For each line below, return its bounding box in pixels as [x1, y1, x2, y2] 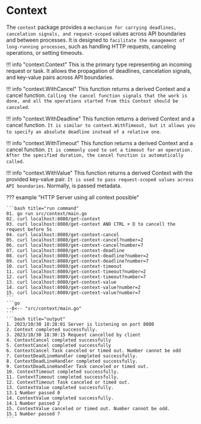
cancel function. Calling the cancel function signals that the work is [6, 92, 188, 99]
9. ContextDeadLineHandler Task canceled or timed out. [6, 363, 149, 369]
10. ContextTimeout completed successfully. [6, 369, 119, 375]
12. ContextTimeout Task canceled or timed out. [6, 379, 130, 385]
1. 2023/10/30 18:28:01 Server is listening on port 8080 [6, 321, 154, 327]
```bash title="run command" [6, 205, 79, 211]
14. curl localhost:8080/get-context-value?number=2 [6, 284, 141, 290]
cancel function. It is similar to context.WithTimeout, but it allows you [6, 121, 196, 128]
